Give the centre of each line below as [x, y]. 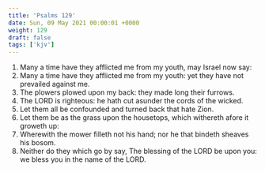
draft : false [30, 37]
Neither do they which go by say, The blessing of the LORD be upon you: [138, 151]
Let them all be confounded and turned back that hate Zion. [117, 109]
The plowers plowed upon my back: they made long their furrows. [127, 92]
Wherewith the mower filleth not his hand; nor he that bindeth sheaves [134, 134]
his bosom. [38, 143]
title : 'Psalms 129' [42, 15]
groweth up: [39, 126]
